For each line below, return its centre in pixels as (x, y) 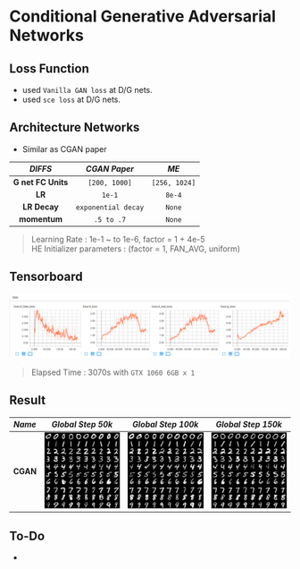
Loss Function (49, 68)
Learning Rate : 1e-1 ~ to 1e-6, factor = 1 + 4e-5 (118, 239)
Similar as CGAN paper (64, 149)
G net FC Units (41, 182)
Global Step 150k (249, 425)
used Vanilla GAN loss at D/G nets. (87, 90)
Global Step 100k (166, 425)
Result (28, 400)
